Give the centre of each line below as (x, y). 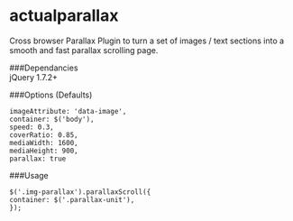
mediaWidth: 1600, (44, 143)
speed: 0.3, (32, 127)
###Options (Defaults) (51, 95)
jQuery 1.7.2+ (34, 77)
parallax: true (38, 159)
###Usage (29, 175)
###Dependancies (44, 68)
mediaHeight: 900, (44, 151)
